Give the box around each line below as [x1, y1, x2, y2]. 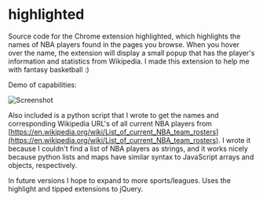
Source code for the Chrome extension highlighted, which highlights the [8, 31, 241, 41]
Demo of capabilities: [8, 80, 77, 90]
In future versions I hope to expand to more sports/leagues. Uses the [8, 175, 232, 185]
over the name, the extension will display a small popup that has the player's [8, 48, 255, 57]
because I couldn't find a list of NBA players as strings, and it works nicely [8, 144, 249, 153]
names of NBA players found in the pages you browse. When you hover [8, 39, 240, 49]
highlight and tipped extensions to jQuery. [8, 184, 144, 193]
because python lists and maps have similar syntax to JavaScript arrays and [8, 152, 254, 162]
